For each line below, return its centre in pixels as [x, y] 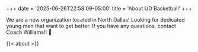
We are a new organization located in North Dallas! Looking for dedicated [95, 20]
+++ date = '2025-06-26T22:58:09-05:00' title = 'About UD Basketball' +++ [99, 8]
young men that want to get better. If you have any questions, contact [91, 26]
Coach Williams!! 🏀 [29, 32]
